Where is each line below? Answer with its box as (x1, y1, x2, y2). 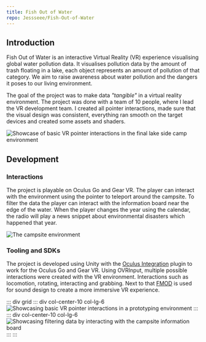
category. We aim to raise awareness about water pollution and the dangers (6, 73, 198, 80)
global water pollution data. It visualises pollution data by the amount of (6, 60, 187, 68)
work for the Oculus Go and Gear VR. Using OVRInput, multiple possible (6, 266, 188, 274)
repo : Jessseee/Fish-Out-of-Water (6, 15, 95, 21)
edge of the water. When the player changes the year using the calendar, (6, 206, 191, 213)
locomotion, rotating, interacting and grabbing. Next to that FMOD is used (6, 280, 192, 287)
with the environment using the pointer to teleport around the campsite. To (6, 193, 195, 200)
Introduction (6, 37, 55, 48)
